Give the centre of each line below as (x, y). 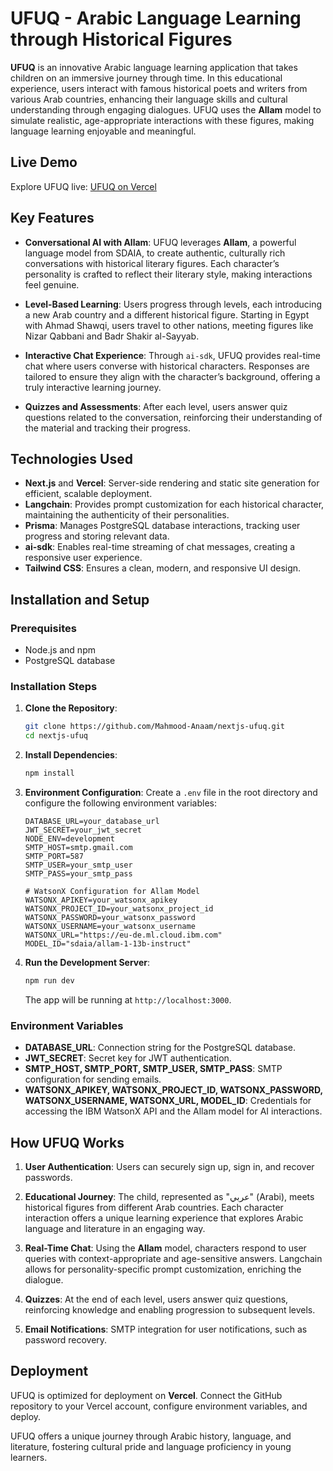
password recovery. (66, 1339)
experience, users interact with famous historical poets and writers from (159, 88)
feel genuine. (52, 284)
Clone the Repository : (71, 708)
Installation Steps (54, 686)
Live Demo (44, 162)
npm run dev (49, 980)
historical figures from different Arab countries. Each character (154, 1207)
